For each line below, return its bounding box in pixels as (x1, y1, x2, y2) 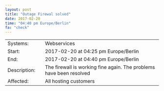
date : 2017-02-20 (5, 16, 41, 21)
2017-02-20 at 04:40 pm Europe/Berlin (44, 56, 139, 63)
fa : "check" (5, 25, 29, 30)
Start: (7, 48, 20, 55)
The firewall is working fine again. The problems (44, 64, 155, 71)
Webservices (44, 40, 75, 47)
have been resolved (44, 70, 90, 77)
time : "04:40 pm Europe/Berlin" (5, 20, 71, 26)
